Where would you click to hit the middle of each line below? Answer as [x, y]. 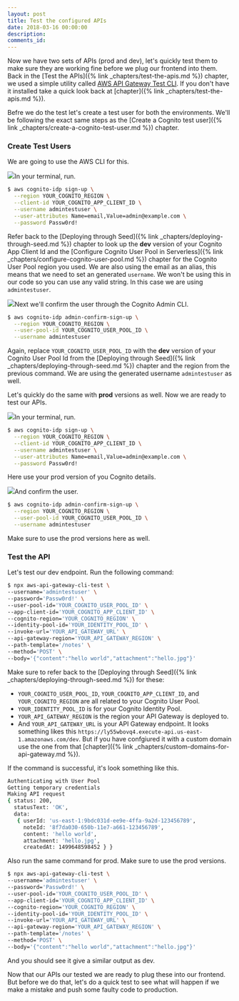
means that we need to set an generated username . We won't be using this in [119, 274]
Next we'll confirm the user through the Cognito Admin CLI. [102, 304]
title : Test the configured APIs [57, 21]
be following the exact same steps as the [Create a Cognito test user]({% [115, 120]
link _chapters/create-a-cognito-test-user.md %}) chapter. [93, 128]
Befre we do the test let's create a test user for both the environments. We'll [119, 113]
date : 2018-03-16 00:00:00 [47, 27]
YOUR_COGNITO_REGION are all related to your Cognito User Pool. [109, 701]
